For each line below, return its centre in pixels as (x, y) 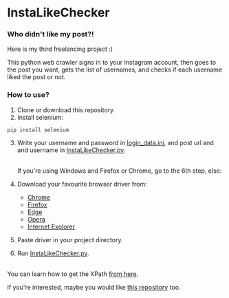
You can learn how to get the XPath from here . (73, 274)
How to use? (28, 95)
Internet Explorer (51, 226)
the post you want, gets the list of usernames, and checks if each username (115, 70)
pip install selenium (38, 130)
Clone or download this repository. (66, 110)
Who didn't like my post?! (51, 34)
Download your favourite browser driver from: (82, 184)
